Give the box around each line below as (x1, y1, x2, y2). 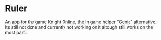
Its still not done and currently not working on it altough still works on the (5, 24, 153, 30)
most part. (5, 29, 26, 35)
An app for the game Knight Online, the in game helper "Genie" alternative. (5, 19, 157, 25)
